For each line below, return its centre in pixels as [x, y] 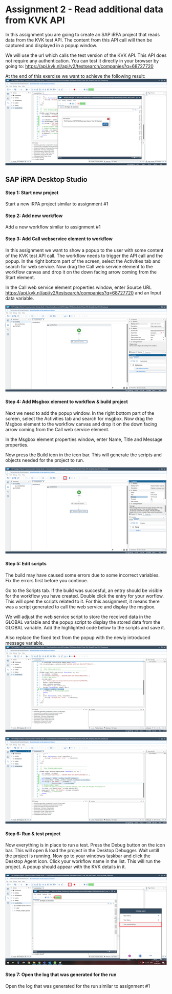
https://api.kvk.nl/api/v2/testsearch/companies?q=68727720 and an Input [83, 292]
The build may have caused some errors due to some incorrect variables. [83, 575]
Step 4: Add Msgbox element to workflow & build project [67, 401]
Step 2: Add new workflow [34, 216]
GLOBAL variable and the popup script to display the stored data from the [83, 622]
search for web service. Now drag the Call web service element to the [79, 266]
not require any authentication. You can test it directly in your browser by [82, 60]
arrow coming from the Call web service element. [57, 429]
